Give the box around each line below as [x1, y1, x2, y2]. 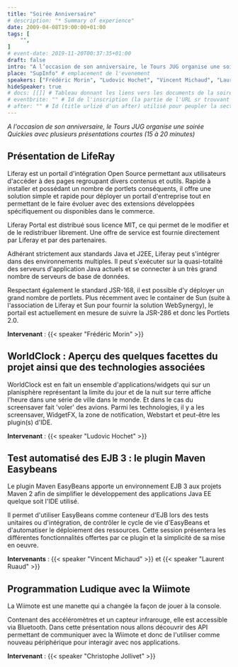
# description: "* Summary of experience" [7, 17, 135, 24]
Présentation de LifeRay [7, 150, 115, 162]
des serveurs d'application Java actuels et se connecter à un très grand [7, 264, 217, 273]
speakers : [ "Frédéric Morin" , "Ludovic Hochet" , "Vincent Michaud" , [7, 76, 214, 84]
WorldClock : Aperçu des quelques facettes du [7, 351, 218, 363]
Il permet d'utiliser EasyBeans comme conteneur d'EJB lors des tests [7, 511, 209, 519]
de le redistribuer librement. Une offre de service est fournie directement [7, 228, 220, 236]
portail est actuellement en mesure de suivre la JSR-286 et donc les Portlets [7, 308, 230, 316]
